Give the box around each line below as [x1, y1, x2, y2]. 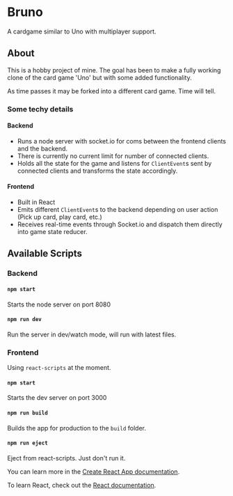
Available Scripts [7, 248, 82, 260]
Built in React [17, 198, 56, 206]
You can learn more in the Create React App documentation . [7, 467, 180, 476]
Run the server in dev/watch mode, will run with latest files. [7, 330, 177, 339]
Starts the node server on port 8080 [7, 300, 111, 309]
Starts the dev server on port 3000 [7, 394, 107, 402]
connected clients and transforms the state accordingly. [17, 166, 178, 175]
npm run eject [7, 440, 49, 447]
